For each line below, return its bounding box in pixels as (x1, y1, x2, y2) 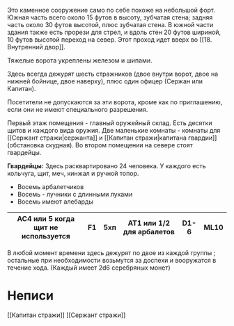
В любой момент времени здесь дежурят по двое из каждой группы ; (7, 249, 216, 256)
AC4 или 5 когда (17, 214, 75, 223)
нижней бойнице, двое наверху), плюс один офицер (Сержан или (7, 77, 203, 85)
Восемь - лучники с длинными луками (17, 190, 133, 198)
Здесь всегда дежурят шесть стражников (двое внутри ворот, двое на (7, 70, 218, 78)
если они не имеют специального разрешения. (7, 106, 148, 113)
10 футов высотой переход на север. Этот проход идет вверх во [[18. (7, 35, 212, 44)
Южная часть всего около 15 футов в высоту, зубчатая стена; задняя (7, 13, 213, 22)
